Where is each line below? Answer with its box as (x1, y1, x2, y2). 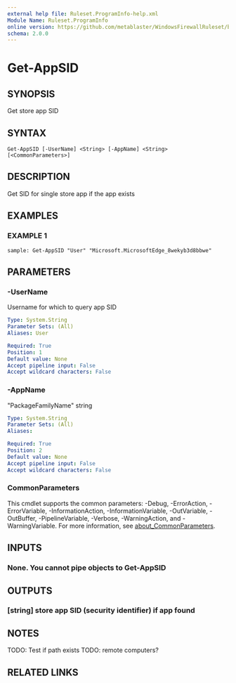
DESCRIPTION (7, 171, 70, 183)
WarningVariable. (7, 521, 58, 530)
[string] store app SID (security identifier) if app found (7, 606, 195, 616)
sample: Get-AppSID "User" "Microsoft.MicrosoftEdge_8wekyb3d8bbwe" (7, 247, 212, 254)
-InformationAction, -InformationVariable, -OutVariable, (48, 507, 209, 515)
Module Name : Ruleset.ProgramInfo (7, 17, 109, 24)
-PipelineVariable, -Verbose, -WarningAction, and (38, 514, 181, 522)
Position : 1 (7, 349, 42, 356)
